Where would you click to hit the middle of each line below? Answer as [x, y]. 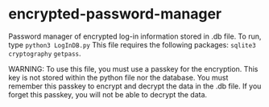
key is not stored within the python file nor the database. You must [118, 77]
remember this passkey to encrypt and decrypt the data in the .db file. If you [135, 86]
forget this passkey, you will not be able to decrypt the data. [108, 94]
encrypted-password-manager [115, 14]
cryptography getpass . [45, 53]
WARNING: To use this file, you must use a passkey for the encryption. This [133, 68]
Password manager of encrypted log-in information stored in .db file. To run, [135, 36]
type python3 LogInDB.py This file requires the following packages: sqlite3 [132, 44]
